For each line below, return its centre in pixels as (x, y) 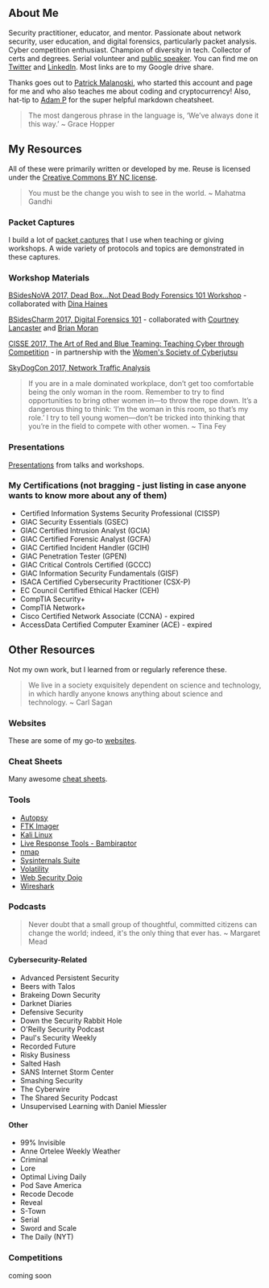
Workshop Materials (49, 277)
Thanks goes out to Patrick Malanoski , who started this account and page (131, 82)
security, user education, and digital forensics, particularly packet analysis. (133, 41)
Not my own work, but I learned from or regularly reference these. (118, 669)
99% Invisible (43, 1143)
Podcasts (27, 907)
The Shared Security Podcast (69, 1098)
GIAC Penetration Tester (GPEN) (73, 556)
